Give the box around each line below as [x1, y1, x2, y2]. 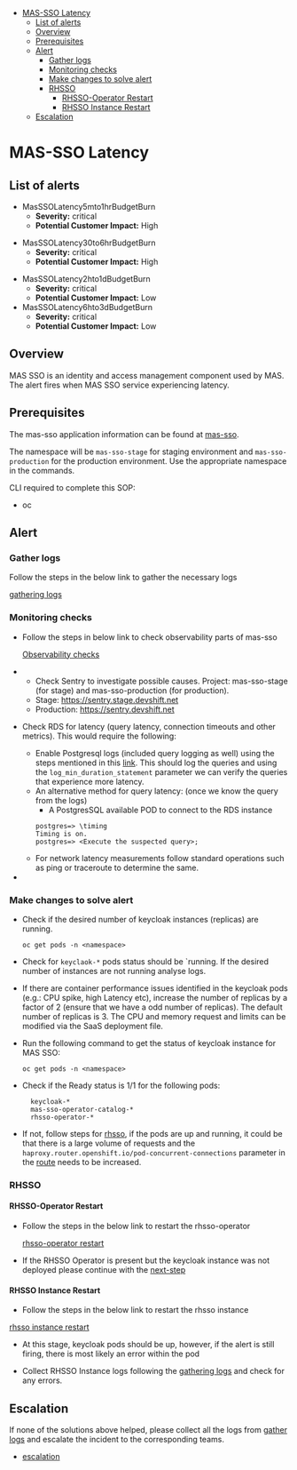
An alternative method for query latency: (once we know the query [35, 786, 279, 796]
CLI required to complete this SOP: [9, 482, 136, 492]
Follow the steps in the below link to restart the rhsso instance [21, 1305, 249, 1315]
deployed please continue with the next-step [21, 1265, 186, 1275]
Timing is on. [35, 829, 88, 838]
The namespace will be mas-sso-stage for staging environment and [9, 446, 254, 457]
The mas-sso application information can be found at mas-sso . [9, 428, 239, 439]
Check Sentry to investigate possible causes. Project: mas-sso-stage [35, 675, 288, 686]
